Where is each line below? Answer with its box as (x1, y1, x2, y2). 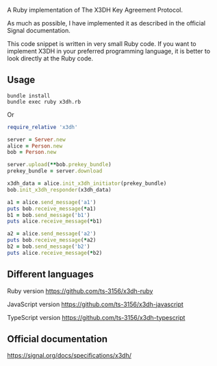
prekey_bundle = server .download (7, 168, 103, 174)
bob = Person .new (7, 149, 57, 156)
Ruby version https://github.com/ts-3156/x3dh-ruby (7, 286, 153, 295)
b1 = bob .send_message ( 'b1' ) (7, 211, 90, 218)
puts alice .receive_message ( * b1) (7, 218, 103, 225)
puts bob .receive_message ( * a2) (7, 237, 97, 244)
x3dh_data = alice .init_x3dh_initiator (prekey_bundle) (7, 180, 167, 187)
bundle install (7, 92, 51, 99)
